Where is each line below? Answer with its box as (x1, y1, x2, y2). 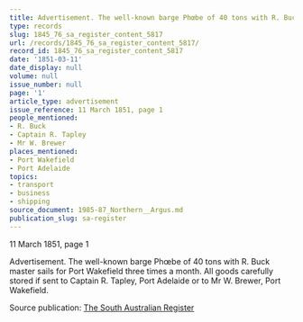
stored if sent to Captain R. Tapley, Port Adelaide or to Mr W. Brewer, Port (9, 275, 281, 286)
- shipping (9, 197, 50, 207)
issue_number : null (9, 80, 83, 89)
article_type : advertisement (9, 96, 119, 106)
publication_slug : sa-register (9, 213, 127, 223)
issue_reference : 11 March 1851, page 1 (9, 105, 164, 114)
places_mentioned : (9, 147, 78, 156)
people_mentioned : (9, 113, 78, 122)
